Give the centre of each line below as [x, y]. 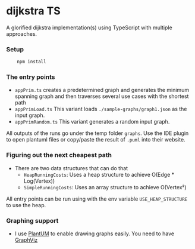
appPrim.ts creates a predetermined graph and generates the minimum [102, 90]
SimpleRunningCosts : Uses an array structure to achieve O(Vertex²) [105, 187]
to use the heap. [26, 205]
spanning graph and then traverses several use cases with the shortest [102, 96]
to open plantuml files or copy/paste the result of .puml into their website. [96, 140]
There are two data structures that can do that [71, 168]
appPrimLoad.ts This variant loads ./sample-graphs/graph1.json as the [101, 109]
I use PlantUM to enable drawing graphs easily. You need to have [94, 233]
